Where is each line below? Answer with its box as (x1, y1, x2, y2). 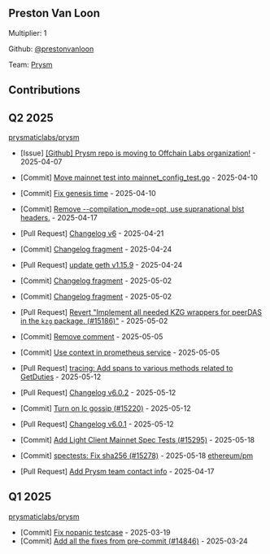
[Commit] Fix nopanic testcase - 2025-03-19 (20, 527, 171, 537)
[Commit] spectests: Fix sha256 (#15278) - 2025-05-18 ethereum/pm (20, 451, 254, 460)
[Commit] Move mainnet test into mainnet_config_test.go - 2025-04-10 (20, 172, 259, 182)
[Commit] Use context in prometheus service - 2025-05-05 (20, 347, 220, 357)
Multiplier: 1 (8, 28, 47, 37)
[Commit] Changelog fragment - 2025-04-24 (20, 244, 172, 255)
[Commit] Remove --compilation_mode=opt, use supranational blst (20, 204, 245, 214)
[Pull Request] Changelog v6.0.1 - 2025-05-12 (20, 419, 175, 430)
